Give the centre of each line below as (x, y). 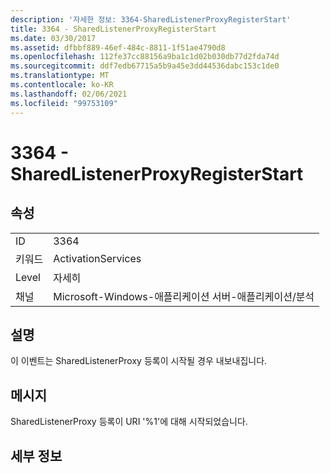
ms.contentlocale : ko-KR (62, 85)
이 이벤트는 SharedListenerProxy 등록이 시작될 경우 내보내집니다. (139, 361)
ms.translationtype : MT (60, 76)
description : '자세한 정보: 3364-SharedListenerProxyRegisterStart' (151, 19)
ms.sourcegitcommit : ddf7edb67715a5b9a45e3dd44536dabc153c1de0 (145, 66)
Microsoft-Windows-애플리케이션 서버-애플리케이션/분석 (184, 296)
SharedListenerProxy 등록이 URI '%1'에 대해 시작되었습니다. (129, 422)
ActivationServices (97, 258)
